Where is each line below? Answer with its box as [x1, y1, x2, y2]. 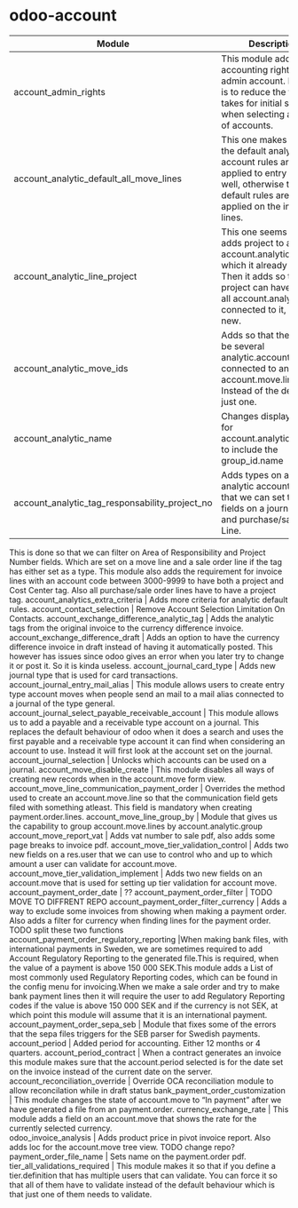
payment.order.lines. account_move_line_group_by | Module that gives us [9, 811, 278, 822]
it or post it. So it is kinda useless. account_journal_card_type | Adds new [9, 660, 277, 671]
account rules [221, 155, 278, 168]
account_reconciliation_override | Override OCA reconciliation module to [9, 1076, 274, 1086]
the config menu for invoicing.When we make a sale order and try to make [9, 981, 280, 991]
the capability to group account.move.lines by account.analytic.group [9, 821, 263, 831]
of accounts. [221, 119, 273, 131]
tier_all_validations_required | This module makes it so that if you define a [9, 1160, 277, 1171]
